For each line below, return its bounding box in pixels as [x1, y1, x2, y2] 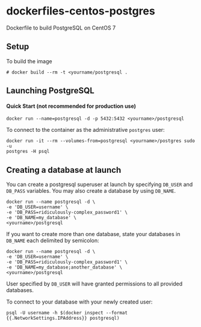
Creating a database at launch [6, 164, 122, 175]
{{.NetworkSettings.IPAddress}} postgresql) [6, 315, 120, 322]
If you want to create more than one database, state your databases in [6, 231, 181, 238]
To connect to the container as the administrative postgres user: [6, 126, 165, 134]
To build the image [6, 57, 52, 64]
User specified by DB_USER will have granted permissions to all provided [6, 280, 183, 287]
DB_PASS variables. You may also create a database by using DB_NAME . [6, 187, 176, 195]
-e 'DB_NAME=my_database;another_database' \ [6, 264, 122, 270]
